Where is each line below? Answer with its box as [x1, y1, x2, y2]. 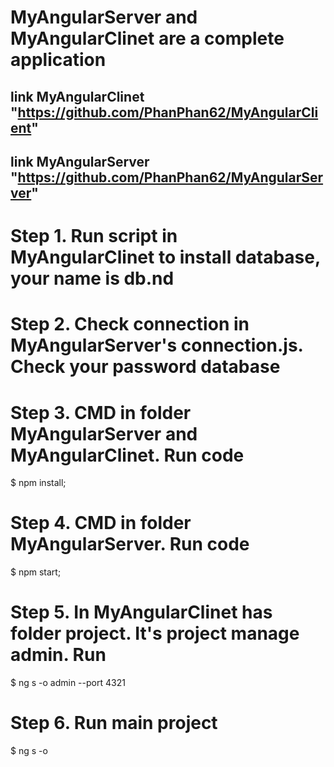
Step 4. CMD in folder [10, 512, 192, 535]
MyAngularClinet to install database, [10, 246, 321, 269]
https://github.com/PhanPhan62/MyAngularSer [17, 169, 324, 186]
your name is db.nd [10, 267, 175, 290]
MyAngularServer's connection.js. [10, 334, 304, 357]
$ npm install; [10, 477, 67, 489]
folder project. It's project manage [10, 622, 300, 645]
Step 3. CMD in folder [10, 401, 192, 424]
